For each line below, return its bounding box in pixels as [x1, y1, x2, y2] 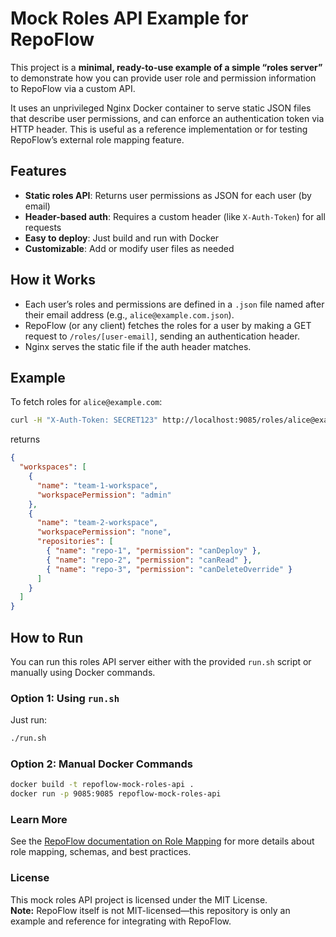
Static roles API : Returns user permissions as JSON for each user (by [24, 189, 312, 201]
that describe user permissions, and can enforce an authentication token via [10, 112, 325, 124]
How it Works [10, 272, 96, 289]
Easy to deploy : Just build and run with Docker [24, 232, 220, 244]
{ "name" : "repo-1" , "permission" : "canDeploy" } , [46, 546, 262, 556]
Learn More [10, 813, 68, 827]
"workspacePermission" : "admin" [36, 490, 172, 500]
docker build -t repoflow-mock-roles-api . [10, 780, 195, 790]
